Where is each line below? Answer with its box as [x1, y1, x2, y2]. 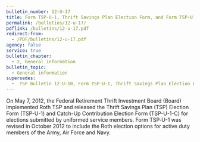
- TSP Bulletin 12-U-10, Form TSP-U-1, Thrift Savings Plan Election [11, 81, 190, 87]
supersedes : [6, 75, 36, 81]
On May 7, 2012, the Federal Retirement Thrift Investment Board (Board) [6, 97, 182, 104]
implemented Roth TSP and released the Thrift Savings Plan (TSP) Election [6, 104, 189, 110]
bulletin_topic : [6, 64, 46, 70]
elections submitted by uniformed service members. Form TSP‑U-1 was [6, 116, 182, 123]
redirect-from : [6, 31, 44, 37]
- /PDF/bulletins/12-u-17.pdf [11, 36, 86, 42]
